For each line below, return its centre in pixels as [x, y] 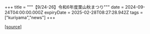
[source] [13, 27]
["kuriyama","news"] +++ [30, 17]
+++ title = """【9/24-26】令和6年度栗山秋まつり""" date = [64, 7]
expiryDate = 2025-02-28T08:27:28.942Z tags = [94, 12]
